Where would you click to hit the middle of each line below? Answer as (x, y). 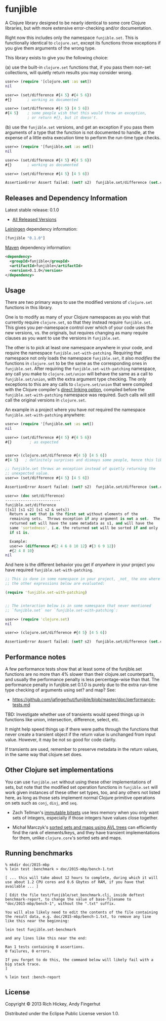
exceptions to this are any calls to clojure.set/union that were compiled (79, 384)
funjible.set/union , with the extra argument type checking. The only (76, 379)
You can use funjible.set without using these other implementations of (78, 782)
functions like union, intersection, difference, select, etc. (62, 719)
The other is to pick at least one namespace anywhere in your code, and (79, 348)
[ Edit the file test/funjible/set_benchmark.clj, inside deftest (75, 895)
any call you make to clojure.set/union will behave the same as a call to (79, 374)
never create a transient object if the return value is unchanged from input (80, 734)
